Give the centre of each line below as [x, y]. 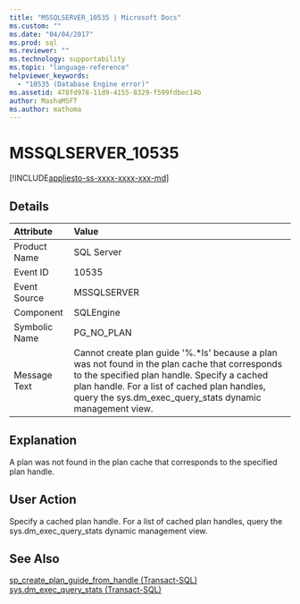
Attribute [33, 231]
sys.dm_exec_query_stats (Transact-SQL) [86, 590]
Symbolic [33, 327]
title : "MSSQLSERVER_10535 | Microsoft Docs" [95, 17]
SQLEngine [97, 312]
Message [33, 375]
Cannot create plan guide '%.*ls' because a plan [176, 353]
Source [29, 298]
